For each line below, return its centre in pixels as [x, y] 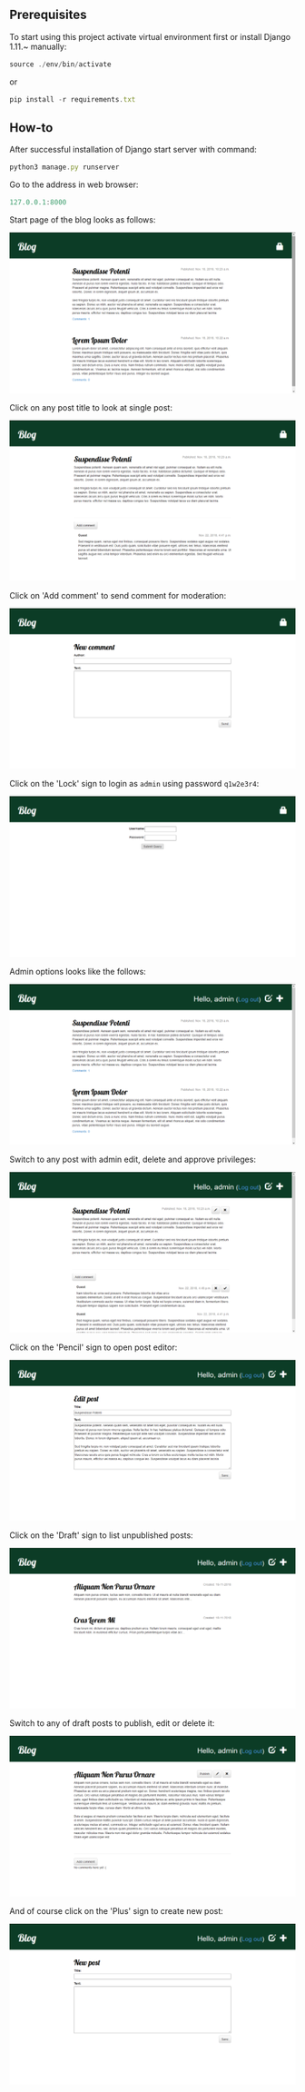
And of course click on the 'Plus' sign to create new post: [117, 1911]
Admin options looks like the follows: [78, 972]
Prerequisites [48, 15]
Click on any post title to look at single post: [91, 408]
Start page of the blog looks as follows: [83, 220]
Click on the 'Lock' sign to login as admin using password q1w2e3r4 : [134, 784]
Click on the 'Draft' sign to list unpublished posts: [101, 1535]
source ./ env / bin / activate [60, 64]
